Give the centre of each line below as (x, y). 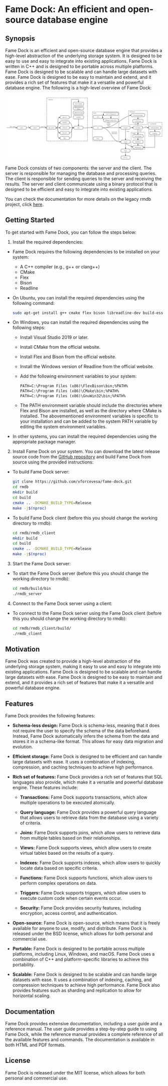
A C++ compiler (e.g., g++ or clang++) (60, 266)
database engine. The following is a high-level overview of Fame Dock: (78, 88)
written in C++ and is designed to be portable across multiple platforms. (79, 66)
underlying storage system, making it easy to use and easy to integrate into (83, 667)
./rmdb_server (27, 594)
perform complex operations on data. (58, 883)
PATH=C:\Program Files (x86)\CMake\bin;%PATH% (69, 391)
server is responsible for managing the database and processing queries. (81, 173)
